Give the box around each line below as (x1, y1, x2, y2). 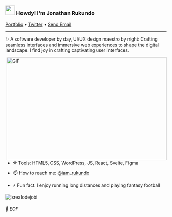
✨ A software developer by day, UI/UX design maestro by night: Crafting (5, 36, 158, 42)
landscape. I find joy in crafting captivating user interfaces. (5, 47, 130, 53)
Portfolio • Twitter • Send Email (5, 21, 72, 28)
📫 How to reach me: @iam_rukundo (12, 170, 90, 176)
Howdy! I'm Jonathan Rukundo (16, 9, 95, 16)
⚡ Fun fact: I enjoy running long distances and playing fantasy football (12, 182, 160, 188)
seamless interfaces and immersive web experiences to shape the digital (5, 42, 159, 48)
